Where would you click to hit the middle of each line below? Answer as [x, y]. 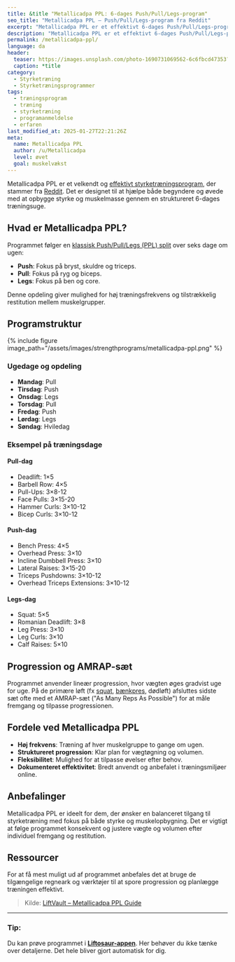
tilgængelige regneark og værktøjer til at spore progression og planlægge [113, 882]
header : [19, 53]
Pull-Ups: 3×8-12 [42, 492]
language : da [26, 46]
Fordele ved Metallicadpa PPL [73, 727]
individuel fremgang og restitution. [57, 836]
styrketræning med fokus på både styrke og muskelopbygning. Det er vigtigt [117, 820]
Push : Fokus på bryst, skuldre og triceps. [77, 266]
